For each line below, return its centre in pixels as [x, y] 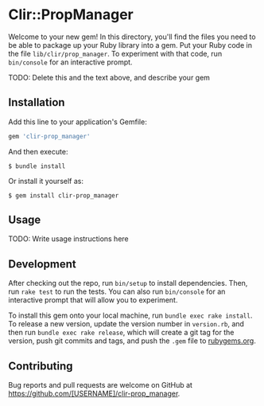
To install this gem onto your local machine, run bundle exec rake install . [130, 315]
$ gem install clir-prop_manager [64, 195]
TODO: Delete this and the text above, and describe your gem [109, 77]
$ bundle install [37, 166]
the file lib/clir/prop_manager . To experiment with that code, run [115, 53]
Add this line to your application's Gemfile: [78, 122]
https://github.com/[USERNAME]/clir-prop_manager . [94, 394]
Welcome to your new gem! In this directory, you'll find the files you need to [132, 37]
